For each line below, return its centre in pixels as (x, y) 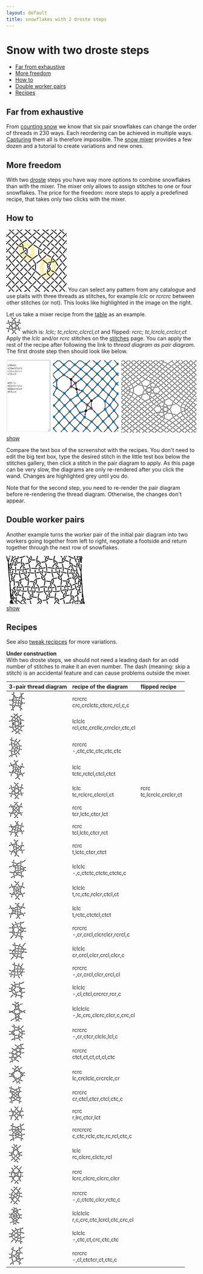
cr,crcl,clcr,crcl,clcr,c (98, 955)
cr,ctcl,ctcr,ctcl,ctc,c (97, 1099)
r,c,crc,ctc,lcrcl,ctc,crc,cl (103, 1220)
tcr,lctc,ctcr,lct (90, 814)
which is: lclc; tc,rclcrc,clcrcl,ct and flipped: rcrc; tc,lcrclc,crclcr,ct (104, 332)
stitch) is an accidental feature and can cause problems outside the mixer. (98, 673)
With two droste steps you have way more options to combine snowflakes (98, 180)
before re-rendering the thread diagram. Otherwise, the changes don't (94, 494)
